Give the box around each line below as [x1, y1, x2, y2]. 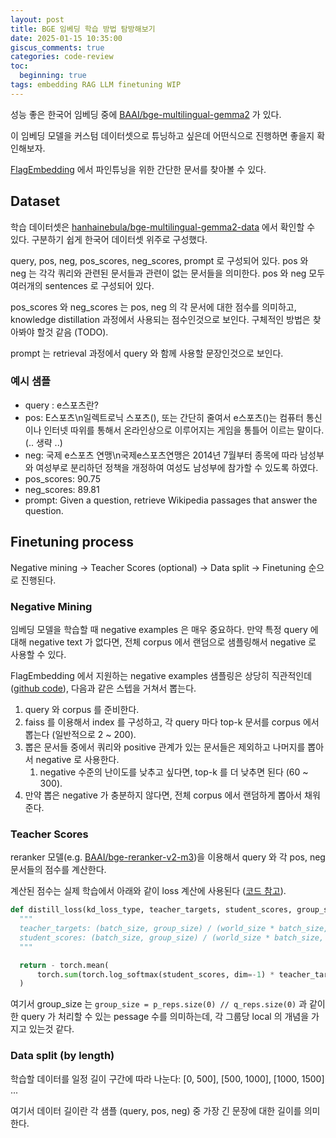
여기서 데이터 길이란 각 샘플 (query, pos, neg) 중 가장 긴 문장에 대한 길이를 [10, 1104, 302, 1116]
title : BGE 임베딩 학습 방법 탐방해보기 [10, 24, 156, 34]
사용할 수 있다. [10, 648, 67, 660]
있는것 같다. [28, 1023, 75, 1035]
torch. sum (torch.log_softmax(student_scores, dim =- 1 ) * [36, 969, 275, 980]
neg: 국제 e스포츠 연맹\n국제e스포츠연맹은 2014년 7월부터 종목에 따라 [24, 449, 298, 461]
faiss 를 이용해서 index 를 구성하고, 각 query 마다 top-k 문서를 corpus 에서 [24, 716, 320, 728]
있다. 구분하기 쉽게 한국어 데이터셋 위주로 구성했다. [10, 233, 208, 245]
